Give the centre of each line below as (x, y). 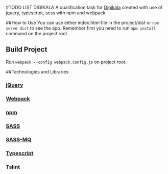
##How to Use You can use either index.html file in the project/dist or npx (83, 23)
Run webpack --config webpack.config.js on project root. (66, 62)
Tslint (13, 167)
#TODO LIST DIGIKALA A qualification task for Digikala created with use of (84, 7)
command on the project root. (37, 33)
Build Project (27, 50)
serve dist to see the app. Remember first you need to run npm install (81, 28)
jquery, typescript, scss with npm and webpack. (56, 13)
